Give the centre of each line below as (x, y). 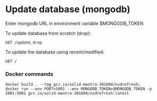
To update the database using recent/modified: (55, 52)
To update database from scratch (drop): (48, 33)
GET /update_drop (24, 42)
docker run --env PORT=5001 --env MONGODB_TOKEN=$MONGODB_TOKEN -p (79, 89)
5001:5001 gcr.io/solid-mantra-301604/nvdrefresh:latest (67, 93)
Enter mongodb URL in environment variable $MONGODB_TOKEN (74, 23)
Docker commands (29, 74)
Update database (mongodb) (68, 9)
